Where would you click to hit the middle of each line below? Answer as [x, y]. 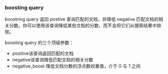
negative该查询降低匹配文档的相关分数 [53, 60]
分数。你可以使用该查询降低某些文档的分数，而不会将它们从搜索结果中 [83, 26]
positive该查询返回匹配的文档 [43, 53]
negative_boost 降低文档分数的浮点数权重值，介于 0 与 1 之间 [76, 66]
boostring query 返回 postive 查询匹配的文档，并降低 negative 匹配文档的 [82, 19]
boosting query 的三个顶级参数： [39, 43]
